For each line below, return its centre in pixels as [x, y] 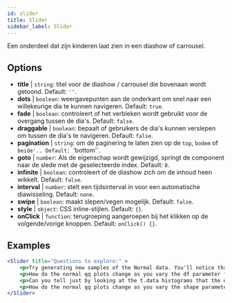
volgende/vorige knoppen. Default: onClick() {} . [87, 224]
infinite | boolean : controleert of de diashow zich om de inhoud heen [115, 173]
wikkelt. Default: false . [50, 179]
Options [25, 67]
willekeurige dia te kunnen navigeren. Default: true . [90, 106]
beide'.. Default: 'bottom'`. [59, 150]
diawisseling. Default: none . [56, 195]
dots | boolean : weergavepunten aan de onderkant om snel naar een [114, 99]
